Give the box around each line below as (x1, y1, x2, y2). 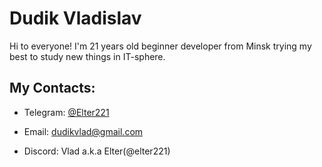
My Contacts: (9, 80, 96, 97)
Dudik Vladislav (9, 7, 142, 30)
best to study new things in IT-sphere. (9, 50, 166, 62)
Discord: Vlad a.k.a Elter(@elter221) (23, 145, 171, 157)
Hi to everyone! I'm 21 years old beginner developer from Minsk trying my (9, 40, 312, 52)
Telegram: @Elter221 (23, 106, 110, 118)
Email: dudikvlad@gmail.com (23, 125, 144, 137)
